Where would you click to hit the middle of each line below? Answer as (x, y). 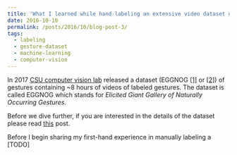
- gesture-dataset (41, 46)
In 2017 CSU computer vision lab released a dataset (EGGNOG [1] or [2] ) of (116, 80)
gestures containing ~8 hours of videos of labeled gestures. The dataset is (116, 87)
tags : (15, 33)
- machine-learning (42, 54)
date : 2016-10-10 (33, 20)
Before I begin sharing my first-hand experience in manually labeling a (109, 137)
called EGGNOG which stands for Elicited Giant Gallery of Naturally (105, 94)
